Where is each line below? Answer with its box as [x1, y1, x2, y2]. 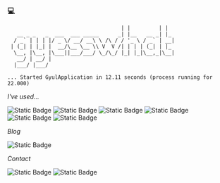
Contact [7, 154, 31, 163]
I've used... [7, 92, 39, 101]
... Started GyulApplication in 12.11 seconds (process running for [7, 74, 213, 81]
